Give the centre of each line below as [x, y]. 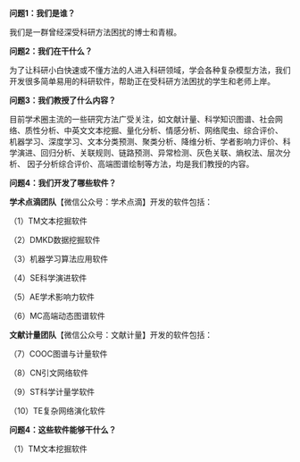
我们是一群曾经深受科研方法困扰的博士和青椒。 [95, 32]
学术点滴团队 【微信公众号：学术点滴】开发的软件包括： [111, 202]
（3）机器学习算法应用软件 [59, 259]
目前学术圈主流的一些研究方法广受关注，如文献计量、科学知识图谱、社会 [142, 119]
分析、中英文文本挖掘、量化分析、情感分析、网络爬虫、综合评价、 [161, 130]
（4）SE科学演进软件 [48, 278]
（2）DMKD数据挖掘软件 [55, 240]
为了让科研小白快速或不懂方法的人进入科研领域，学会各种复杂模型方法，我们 [150, 70]
